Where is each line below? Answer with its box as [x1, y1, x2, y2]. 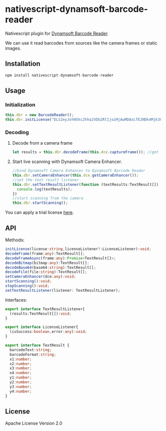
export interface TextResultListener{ [5, 306, 85, 312]
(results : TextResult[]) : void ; [9, 311, 72, 316]
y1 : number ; [9, 375, 32, 380]
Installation [5, 59, 41, 68]
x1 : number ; [9, 357, 32, 362]
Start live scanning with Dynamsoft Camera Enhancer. [12, 159, 123, 164]
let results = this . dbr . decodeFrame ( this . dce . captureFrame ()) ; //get [12, 150, 159, 155]
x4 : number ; [9, 371, 32, 376]
